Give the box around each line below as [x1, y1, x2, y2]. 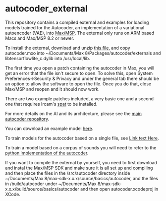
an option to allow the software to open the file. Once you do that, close [5, 80, 152, 87]
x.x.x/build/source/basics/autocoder [5, 186, 79, 192]
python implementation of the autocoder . [5, 150, 89, 156]
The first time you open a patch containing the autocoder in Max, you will [5, 65, 155, 71]
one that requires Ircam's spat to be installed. [5, 101, 98, 107]
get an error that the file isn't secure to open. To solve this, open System [5, 70, 153, 76]
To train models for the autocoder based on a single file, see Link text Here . [5, 135, 160, 141]
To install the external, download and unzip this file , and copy [5, 45, 130, 51]
